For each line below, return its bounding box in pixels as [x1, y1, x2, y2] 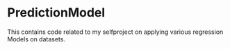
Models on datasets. [7, 35, 66, 43]
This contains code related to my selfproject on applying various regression [7, 28, 224, 36]
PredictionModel [7, 5, 106, 21]
